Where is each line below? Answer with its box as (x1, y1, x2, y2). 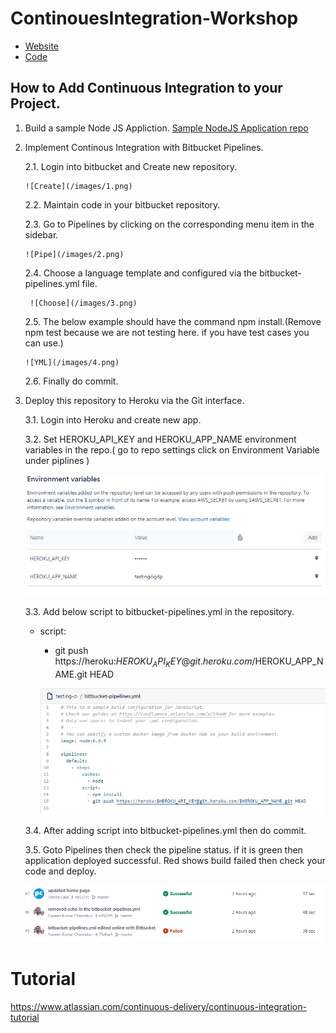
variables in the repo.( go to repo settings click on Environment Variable (24, 443, 320, 456)
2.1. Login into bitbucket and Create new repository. (24, 160, 237, 172)
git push (54, 644, 89, 656)
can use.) (24, 337, 64, 349)
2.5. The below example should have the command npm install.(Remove (24, 315, 322, 327)
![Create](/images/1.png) (24, 181, 133, 191)
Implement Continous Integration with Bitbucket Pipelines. (24, 141, 264, 153)
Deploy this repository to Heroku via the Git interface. (24, 394, 245, 406)
